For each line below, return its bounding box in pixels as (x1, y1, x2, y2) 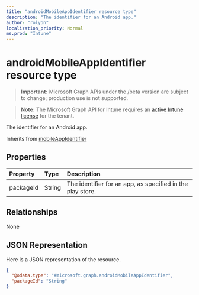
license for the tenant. (20, 112, 75, 119)
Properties (6, 152, 46, 163)
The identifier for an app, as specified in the (66, 180, 188, 188)
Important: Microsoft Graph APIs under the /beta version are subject (20, 88, 188, 95)
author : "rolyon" (6, 20, 49, 25)
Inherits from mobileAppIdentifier (6, 135, 87, 142)
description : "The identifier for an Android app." (6, 14, 136, 20)
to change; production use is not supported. (20, 95, 129, 102)
